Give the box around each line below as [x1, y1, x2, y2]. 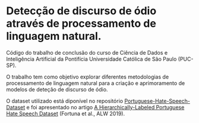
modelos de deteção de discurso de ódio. [6, 86, 108, 93]
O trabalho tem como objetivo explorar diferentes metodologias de [6, 73, 169, 80]
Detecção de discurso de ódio [6, 4, 157, 18]
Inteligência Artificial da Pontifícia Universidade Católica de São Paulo [6, 55, 177, 62]
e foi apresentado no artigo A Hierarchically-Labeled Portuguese [26, 103, 185, 111]
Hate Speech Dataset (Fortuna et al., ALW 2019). [6, 110, 125, 117]
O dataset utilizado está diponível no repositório [6, 97, 124, 105]
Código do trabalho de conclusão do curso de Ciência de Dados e [6, 49, 168, 56]
